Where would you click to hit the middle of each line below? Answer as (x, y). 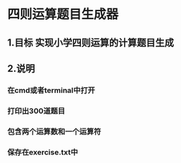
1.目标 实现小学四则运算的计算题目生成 (91, 43)
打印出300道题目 (36, 111)
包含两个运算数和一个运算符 (54, 131)
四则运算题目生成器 (63, 14)
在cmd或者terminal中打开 (51, 90)
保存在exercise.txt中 (43, 152)
